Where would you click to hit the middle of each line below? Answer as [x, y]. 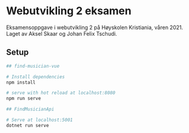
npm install [21, 82]
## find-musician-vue [33, 66]
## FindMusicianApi [30, 109]
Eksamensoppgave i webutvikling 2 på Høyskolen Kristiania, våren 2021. [94, 27]
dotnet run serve [28, 125]
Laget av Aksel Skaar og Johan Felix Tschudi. [62, 33]
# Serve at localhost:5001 [40, 120]
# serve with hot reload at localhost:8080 [61, 93]
